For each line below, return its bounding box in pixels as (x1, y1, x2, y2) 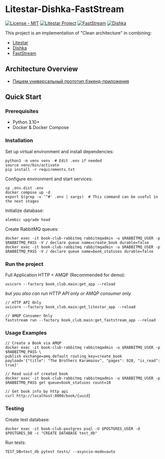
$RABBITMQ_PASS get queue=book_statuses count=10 (5, 380, 111, 385)
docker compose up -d (5, 190, 51, 195)
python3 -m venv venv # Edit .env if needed (5, 158, 102, 163)
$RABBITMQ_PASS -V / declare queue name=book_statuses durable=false (5, 249, 154, 254)
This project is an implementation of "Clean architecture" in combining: (5, 30, 152, 36)
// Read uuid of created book (5, 372, 69, 377)
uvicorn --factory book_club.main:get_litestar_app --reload (5, 305, 136, 310)
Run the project (5, 260, 44, 267)
